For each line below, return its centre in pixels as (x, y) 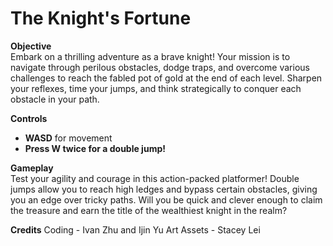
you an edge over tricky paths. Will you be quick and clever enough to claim (166, 199)
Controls (29, 118)
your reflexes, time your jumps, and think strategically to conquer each (156, 88)
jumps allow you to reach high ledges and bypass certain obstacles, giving (164, 189)
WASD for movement (68, 138)
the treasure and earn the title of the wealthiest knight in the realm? (149, 210)
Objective (31, 46)
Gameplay (32, 168)
